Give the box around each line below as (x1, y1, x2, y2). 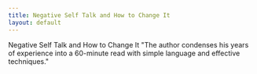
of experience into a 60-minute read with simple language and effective (8, 48, 240, 58)
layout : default (8, 19, 61, 26)
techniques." (8, 56, 50, 66)
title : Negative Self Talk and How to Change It (8, 11, 171, 19)
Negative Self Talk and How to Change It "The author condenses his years (8, 40, 249, 49)
